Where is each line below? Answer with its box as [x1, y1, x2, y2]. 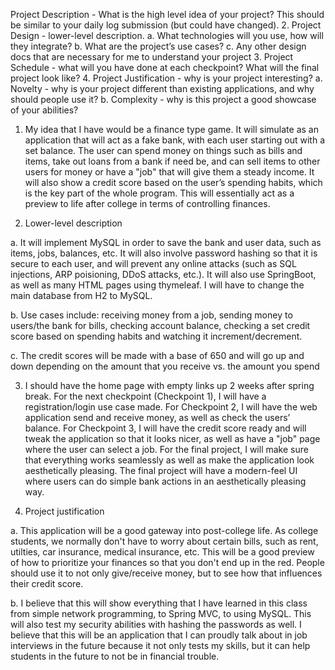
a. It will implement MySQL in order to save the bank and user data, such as [10, 237, 322, 248]
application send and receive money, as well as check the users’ [24, 412, 291, 423]
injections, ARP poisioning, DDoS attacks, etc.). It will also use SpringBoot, [10, 269, 317, 280]
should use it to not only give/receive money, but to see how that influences [10, 567, 323, 579]
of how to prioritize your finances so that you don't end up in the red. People [10, 557, 325, 568]
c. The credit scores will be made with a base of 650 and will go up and [10, 350, 305, 361]
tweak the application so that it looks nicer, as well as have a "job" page [24, 433, 321, 444]
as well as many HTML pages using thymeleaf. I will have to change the [10, 279, 305, 291]
